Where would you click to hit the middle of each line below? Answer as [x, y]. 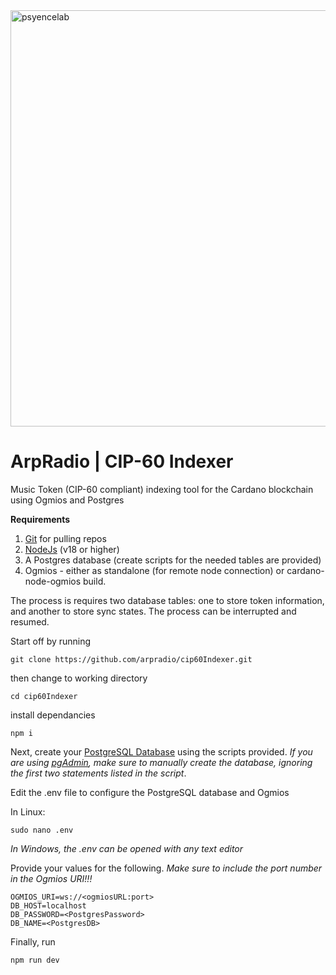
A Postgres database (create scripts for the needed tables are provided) [173, 560]
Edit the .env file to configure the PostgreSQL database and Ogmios [150, 792]
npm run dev [35, 960]
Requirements [40, 519]
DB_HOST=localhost [48, 905]
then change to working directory [79, 678]
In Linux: [28, 811]
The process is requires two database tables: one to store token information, [167, 600]
